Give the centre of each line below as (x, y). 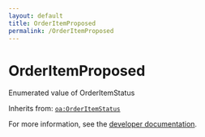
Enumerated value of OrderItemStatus (72, 93)
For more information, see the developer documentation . (102, 124)
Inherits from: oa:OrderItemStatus (64, 109)
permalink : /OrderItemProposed (61, 31)
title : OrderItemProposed (52, 23)
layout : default (36, 16)
